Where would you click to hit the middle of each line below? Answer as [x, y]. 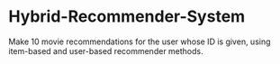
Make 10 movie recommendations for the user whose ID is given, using [140, 41]
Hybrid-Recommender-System [127, 17]
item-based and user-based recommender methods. [106, 50]
